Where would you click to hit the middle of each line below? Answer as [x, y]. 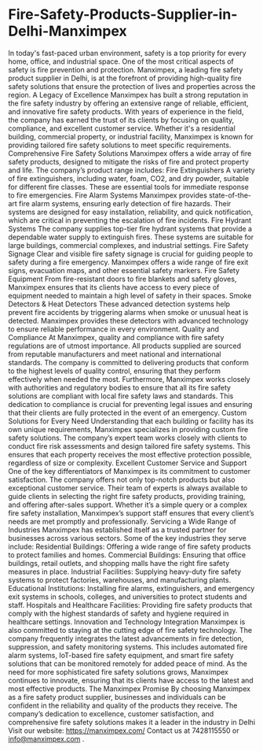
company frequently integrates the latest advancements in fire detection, [126, 638]
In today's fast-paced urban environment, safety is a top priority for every [127, 53]
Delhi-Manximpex [68, 31]
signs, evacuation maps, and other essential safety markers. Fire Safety [124, 270]
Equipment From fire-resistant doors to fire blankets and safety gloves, [122, 279]
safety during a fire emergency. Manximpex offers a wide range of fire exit [128, 262]
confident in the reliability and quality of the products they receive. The [123, 705]
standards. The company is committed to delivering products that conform [128, 362]
